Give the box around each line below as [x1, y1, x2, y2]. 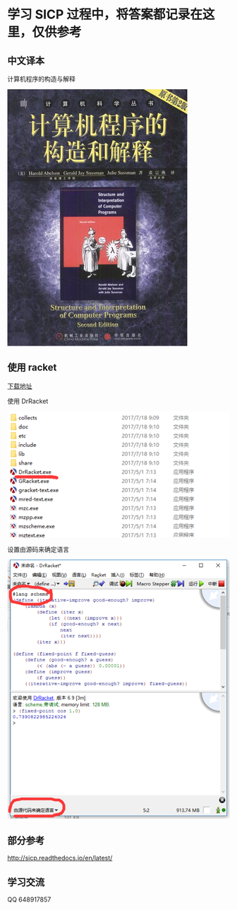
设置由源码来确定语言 [7, 545, 69, 554]
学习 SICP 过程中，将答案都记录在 [7, 6, 203, 23]
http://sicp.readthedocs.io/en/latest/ [7, 854, 113, 863]
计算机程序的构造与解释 [7, 75, 75, 83]
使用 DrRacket [7, 397, 49, 405]
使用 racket [7, 362, 57, 374]
